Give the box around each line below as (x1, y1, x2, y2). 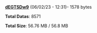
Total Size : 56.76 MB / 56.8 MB (5, 23, 68, 29)
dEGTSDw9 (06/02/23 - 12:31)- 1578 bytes (5, 4, 92, 10)
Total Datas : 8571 (5, 14, 41, 19)
